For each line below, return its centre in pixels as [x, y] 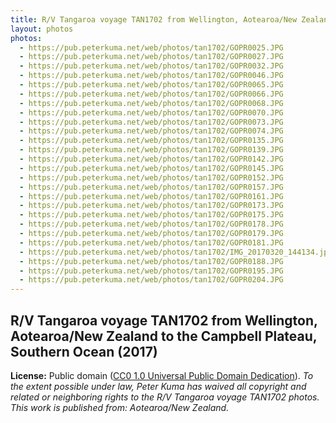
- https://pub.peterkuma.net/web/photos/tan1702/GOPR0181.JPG [151, 242]
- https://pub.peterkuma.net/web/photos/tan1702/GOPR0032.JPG [151, 66]
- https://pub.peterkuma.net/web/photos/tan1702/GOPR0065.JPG [151, 85]
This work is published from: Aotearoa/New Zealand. [120, 407]
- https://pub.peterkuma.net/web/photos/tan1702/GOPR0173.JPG [151, 206]
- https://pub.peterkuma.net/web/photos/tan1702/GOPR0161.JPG [151, 196]
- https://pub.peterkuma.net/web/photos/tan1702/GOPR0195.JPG [151, 271]
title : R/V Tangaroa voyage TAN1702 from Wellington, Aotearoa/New [154, 19]
